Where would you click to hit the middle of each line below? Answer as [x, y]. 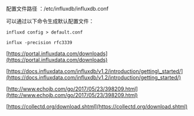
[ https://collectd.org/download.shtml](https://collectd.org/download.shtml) [97, 107]
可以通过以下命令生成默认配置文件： [50, 21]
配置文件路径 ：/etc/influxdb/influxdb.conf [57, 9]
